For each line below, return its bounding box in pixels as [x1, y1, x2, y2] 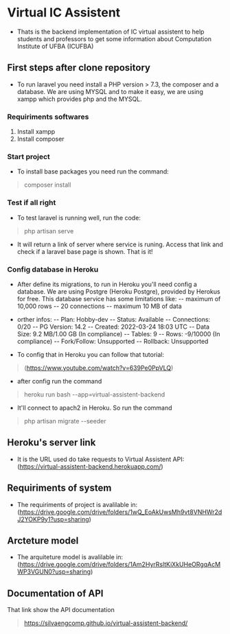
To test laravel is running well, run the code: [16, 213, 141, 222]
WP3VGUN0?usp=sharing [16, 567, 91, 576]
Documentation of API [7, 587, 104, 599]
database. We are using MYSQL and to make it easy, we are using [16, 87, 204, 95]
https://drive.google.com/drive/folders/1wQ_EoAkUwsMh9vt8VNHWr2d [19, 508, 222, 516]
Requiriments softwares [7, 112, 89, 121]
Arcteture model [7, 535, 79, 546]
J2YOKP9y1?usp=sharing [16, 515, 89, 523]
